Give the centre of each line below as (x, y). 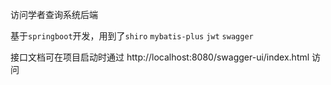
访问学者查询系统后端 (54, 14)
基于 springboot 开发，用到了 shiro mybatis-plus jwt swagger (132, 36)
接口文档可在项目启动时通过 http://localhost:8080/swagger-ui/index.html (160, 57)
